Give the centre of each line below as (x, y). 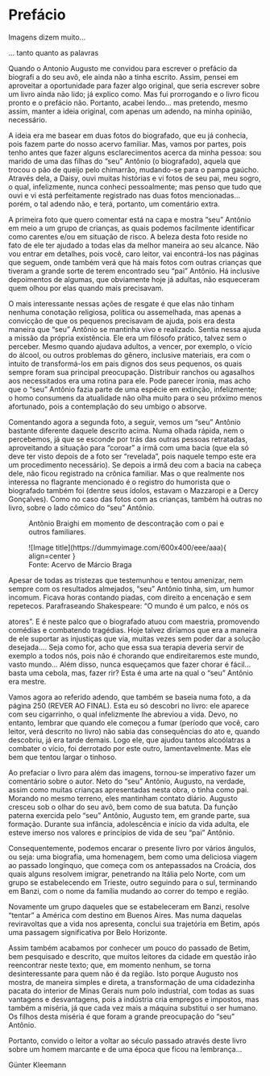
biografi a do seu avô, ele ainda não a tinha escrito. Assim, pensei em (124, 77)
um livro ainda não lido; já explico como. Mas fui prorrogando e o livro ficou (134, 93)
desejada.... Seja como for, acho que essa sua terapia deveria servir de (126, 647)
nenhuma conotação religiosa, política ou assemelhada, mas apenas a (125, 312)
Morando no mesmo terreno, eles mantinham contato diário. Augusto (123, 798)
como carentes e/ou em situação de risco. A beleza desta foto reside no (128, 236)
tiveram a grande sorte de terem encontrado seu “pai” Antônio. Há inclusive (134, 271)
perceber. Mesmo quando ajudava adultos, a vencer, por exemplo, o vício (130, 346)
